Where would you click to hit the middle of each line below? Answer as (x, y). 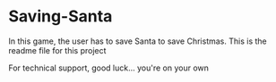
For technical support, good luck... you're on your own (109, 68)
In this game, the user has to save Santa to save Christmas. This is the (138, 41)
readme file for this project (57, 50)
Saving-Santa (60, 16)
